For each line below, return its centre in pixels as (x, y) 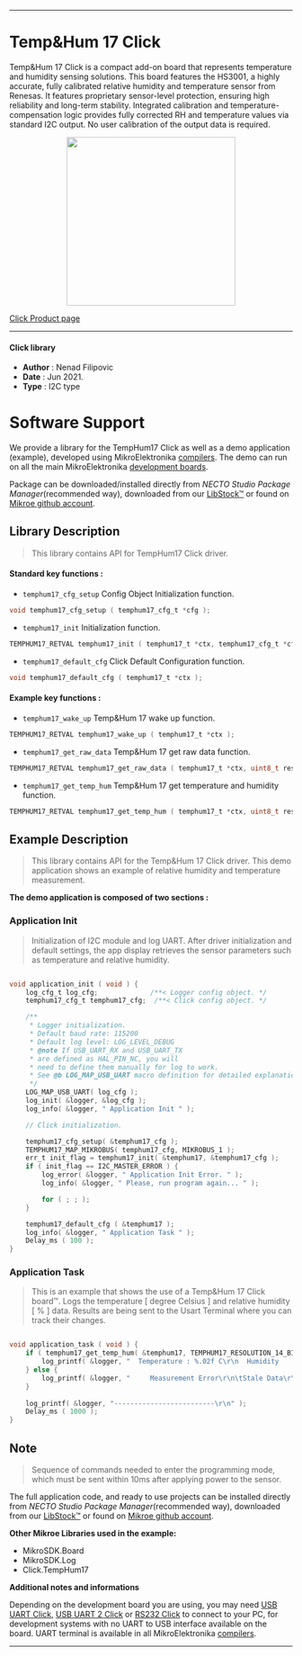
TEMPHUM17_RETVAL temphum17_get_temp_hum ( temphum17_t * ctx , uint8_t (144, 811)
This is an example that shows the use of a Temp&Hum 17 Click (148, 1292)
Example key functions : (55, 698)
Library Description (65, 532)
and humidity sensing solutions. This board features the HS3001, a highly (145, 76)
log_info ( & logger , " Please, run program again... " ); (150, 1184)
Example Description (69, 839)
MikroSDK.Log (49, 1561)
